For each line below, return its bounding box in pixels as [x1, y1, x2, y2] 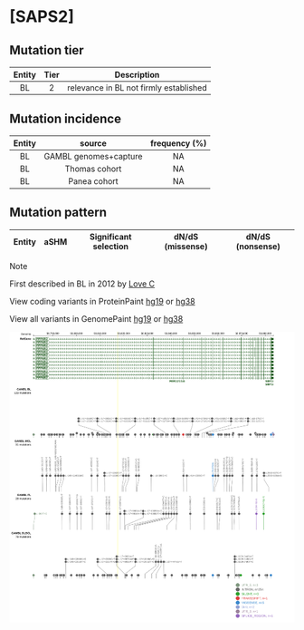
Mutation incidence [9, 111, 122, 126]
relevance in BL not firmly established [67, 82, 208, 92]
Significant [89, 231, 132, 242]
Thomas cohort [64, 163, 122, 174]
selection [92, 241, 129, 252]
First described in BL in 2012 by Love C [9, 278, 156, 289]
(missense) [164, 241, 208, 252]
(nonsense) [235, 241, 280, 252]
